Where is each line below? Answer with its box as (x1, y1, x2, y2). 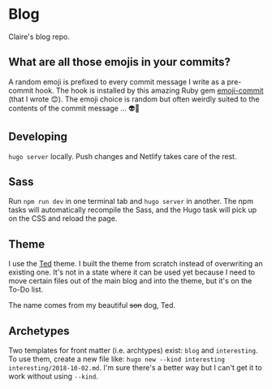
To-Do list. (8, 285, 43, 295)
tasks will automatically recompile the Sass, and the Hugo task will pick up (8, 205, 257, 215)
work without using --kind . (8, 371, 99, 381)
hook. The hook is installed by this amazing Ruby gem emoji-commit (35, 85, 264, 95)
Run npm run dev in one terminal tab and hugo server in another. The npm (8, 197, 254, 206)
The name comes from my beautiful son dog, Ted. (8, 300, 176, 310)
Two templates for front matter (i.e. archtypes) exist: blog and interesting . (8, 346, 258, 355)
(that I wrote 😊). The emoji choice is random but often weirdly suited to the (8, 94, 260, 104)
